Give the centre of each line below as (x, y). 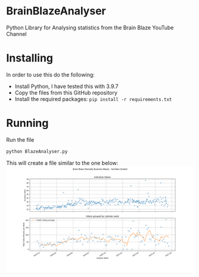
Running (27, 123)
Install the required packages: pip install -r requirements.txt (93, 99)
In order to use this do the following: (51, 74)
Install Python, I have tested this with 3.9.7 (66, 86)
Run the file (20, 139)
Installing (30, 58)
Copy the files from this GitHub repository (66, 92)
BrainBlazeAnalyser (56, 11)
